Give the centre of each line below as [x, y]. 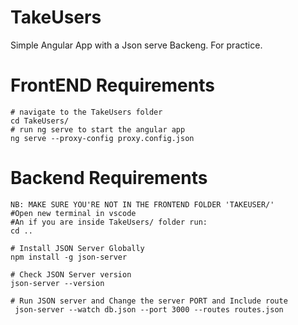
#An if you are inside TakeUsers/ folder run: [109, 222]
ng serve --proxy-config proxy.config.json [102, 138]
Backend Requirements [109, 178]
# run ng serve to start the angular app [98, 129]
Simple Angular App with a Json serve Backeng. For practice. [136, 45]
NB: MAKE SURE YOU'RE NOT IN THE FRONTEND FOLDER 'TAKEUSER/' [142, 204]
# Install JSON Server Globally [77, 248]
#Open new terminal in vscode [73, 213]
